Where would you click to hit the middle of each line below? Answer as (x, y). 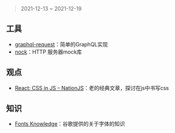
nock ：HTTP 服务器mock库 (48, 52)
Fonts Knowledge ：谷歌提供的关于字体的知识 (70, 124)
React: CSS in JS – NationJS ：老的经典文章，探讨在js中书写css (92, 88)
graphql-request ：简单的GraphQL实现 (61, 44)
